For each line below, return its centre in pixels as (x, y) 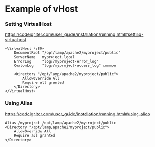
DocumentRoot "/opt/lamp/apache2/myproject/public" (67, 53)
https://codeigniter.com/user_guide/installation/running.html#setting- (74, 34)
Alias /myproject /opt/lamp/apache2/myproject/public (61, 123)
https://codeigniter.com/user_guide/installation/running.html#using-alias (77, 114)
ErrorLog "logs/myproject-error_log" (56, 62)
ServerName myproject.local (44, 57)
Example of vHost (42, 9)
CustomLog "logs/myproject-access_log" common (65, 66)
